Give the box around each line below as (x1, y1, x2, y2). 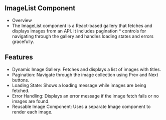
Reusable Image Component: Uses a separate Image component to (12, 103, 151, 109)
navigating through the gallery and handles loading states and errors (12, 33, 154, 39)
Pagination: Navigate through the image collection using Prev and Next (12, 71, 158, 77)
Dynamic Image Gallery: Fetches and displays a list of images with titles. (12, 66, 161, 72)
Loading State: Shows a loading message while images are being (12, 82, 146, 88)
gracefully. (12, 38, 35, 44)
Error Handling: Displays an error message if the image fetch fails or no (12, 92, 159, 99)
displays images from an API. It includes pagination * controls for (12, 27, 146, 34)
